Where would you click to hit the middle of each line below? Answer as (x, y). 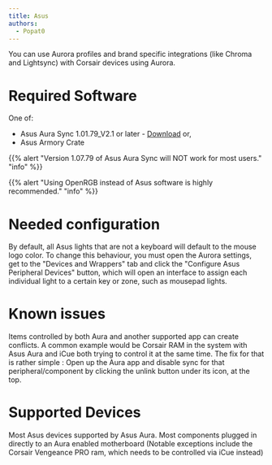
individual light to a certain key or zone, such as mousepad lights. (118, 281)
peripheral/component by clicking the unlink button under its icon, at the (129, 372)
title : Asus (28, 16)
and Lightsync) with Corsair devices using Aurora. (92, 63)
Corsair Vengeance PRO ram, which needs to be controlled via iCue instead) (136, 453)
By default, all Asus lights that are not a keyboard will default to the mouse (133, 247)
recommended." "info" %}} (54, 191)
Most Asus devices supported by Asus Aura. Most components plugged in (133, 435)
